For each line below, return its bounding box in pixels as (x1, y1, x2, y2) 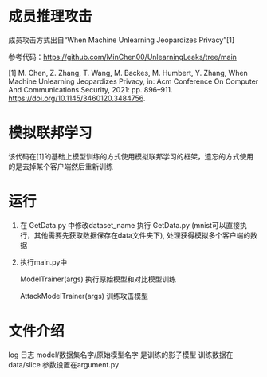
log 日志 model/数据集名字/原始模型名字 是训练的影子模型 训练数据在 (8, 350, 234, 359)
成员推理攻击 (8, 7, 93, 26)
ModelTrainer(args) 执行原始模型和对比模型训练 (19, 274, 177, 284)
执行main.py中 (19, 257, 68, 267)
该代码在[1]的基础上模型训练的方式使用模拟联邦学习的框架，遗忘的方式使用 (8, 151, 253, 161)
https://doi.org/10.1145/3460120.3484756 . (8, 93, 146, 103)
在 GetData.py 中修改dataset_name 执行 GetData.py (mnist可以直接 (19, 220, 241, 230)
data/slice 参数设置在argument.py (8, 359, 120, 369)
